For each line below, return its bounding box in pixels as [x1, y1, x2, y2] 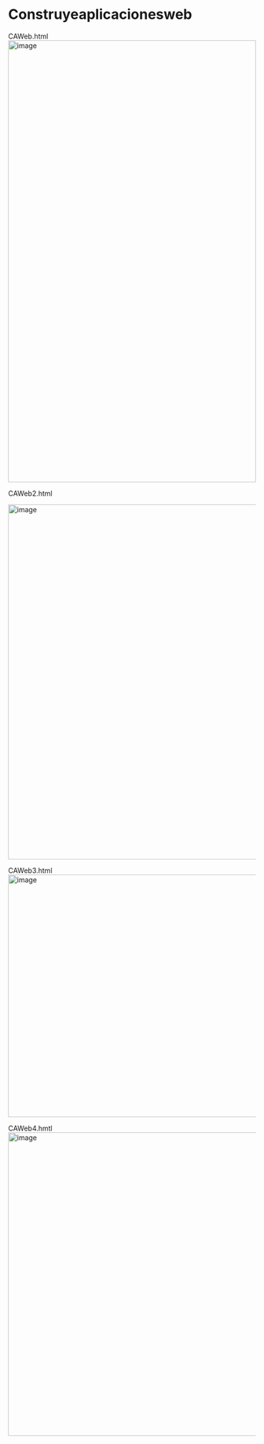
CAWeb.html [8, 31, 49, 41]
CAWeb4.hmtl [8, 1123, 53, 1133]
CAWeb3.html [8, 866, 53, 875]
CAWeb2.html [8, 489, 53, 498]
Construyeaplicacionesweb [8, 5, 192, 24]
